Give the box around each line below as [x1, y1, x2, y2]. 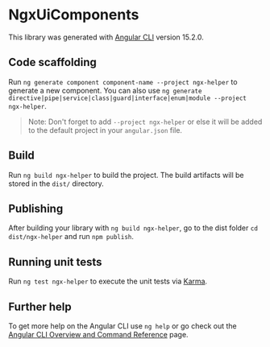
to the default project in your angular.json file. [27, 125, 183, 134]
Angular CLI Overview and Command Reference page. [8, 330, 189, 339]
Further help [8, 299, 73, 313]
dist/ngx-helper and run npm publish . [8, 232, 135, 242]
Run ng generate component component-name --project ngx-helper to [8, 76, 238, 86]
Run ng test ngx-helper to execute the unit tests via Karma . [8, 276, 208, 287]
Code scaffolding [8, 56, 97, 69]
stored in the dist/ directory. [8, 179, 105, 188]
